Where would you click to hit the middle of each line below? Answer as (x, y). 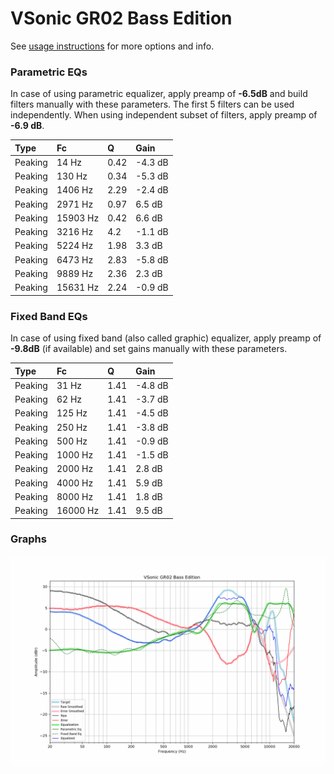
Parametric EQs (49, 72)
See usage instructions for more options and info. (112, 46)
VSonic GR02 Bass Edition (121, 18)
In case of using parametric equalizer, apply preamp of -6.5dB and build (159, 94)
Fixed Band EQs (49, 316)
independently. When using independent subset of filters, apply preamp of (164, 115)
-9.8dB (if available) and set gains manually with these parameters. (149, 349)
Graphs (28, 539)
